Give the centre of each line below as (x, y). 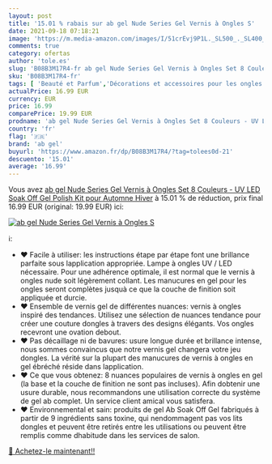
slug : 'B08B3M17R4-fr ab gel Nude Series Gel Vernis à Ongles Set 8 (126, 69)
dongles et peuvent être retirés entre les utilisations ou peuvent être (133, 427)
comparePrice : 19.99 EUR (50, 114)
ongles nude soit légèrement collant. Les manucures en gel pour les (133, 281)
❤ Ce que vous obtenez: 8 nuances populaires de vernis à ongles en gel (141, 375)
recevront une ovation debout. (70, 332)
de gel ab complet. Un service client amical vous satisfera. (118, 401)
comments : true (34, 46)
